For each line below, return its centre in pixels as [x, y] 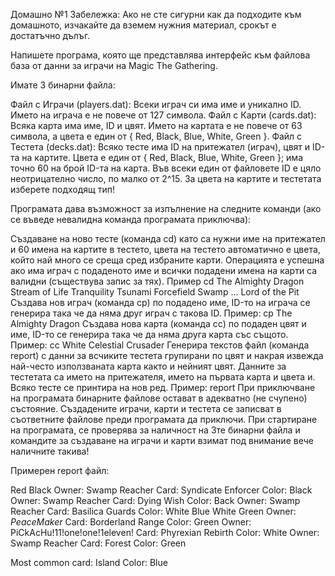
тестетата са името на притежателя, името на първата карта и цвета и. [163, 377]
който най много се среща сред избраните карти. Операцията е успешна [167, 260]
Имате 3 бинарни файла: [63, 85]
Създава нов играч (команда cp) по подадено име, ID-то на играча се [160, 302]
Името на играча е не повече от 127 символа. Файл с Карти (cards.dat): [163, 115]
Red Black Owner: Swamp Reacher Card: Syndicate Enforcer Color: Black [161, 490]
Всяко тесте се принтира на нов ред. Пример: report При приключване [163, 387]
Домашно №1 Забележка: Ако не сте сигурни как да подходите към [156, 14]
